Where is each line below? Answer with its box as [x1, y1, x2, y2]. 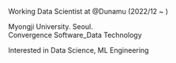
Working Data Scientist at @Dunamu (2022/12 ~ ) [8, 7, 168, 16]
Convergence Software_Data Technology [8, 31, 142, 39]
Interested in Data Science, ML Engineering [8, 46, 149, 54]
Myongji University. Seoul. [8, 22, 93, 31]
